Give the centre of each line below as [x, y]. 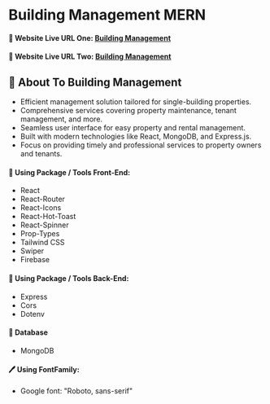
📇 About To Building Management [95, 82]
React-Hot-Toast [48, 217]
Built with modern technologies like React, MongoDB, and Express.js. [136, 137]
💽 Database [28, 332]
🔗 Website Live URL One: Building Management [90, 37]
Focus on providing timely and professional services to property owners [141, 145]
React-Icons [41, 208]
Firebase [35, 260]
